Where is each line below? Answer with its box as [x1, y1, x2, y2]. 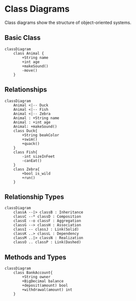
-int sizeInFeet [22, 154, 55, 159]
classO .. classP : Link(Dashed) [13, 240, 81, 245]
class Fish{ [13, 150, 38, 155]
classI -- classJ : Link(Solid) [13, 227, 79, 232]
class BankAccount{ [13, 270, 53, 275]
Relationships [4, 85, 47, 94]
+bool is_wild [22, 171, 51, 176]
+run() [22, 175, 36, 180]
